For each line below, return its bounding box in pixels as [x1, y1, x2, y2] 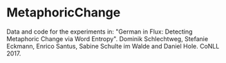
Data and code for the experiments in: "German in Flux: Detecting [6, 27, 193, 36]
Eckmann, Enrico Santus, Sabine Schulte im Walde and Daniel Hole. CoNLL [6, 42, 220, 50]
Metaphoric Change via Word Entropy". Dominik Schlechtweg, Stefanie [6, 34, 209, 42]
